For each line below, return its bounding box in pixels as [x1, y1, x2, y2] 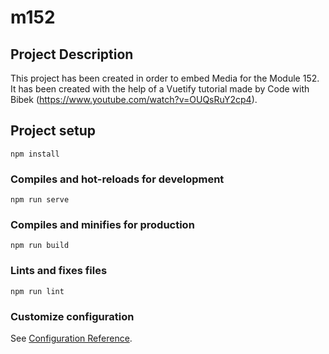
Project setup [10, 122, 97, 140]
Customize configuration [10, 309, 135, 323]
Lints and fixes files [10, 264, 108, 278]
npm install [10, 149, 60, 159]
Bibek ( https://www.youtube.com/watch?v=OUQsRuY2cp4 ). [10, 94, 258, 105]
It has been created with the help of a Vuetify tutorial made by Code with [10, 83, 310, 95]
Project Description [10, 46, 134, 63]
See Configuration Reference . [10, 332, 133, 344]
